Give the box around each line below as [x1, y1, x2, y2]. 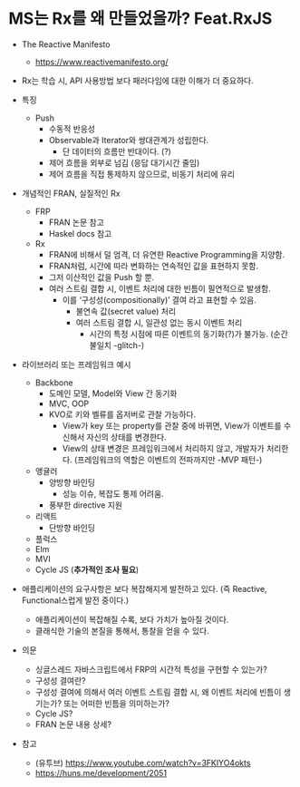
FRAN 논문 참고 [48, 217, 105, 228]
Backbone [34, 377, 73, 388]
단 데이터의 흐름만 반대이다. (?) [62, 146, 171, 157]
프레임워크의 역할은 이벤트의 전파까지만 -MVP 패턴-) [77, 454, 263, 465]
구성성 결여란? [34, 675, 86, 685]
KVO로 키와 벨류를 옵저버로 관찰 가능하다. [48, 409, 197, 420]
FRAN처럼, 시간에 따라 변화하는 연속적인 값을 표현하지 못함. [48, 260, 259, 271]
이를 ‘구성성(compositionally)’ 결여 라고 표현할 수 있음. [62, 294, 257, 305]
